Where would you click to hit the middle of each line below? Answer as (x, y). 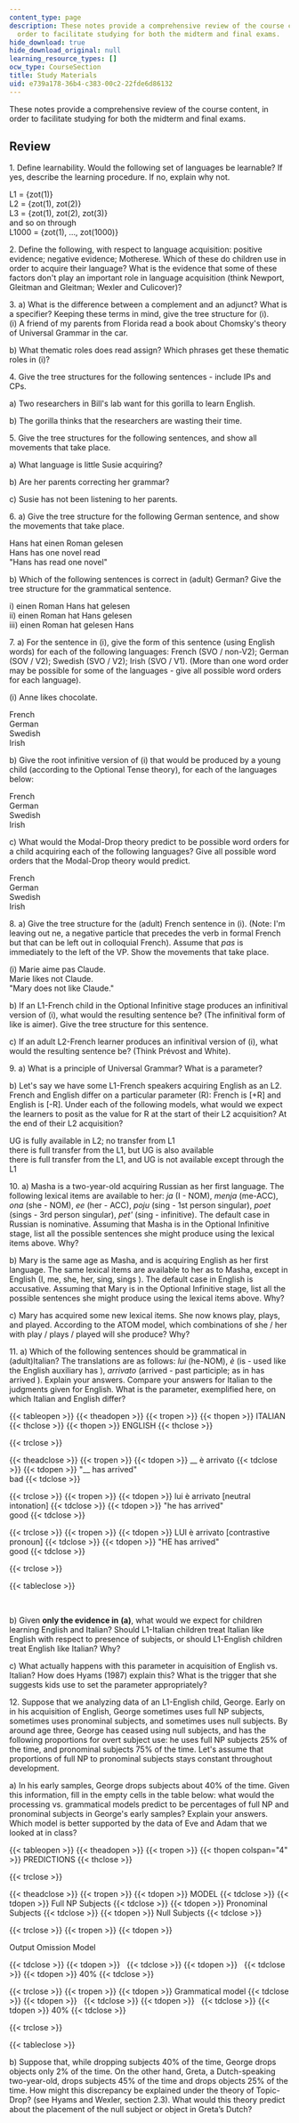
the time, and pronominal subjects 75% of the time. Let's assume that (137, 1749)
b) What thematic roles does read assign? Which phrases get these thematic (149, 350)
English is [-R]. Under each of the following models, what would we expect (146, 1105)
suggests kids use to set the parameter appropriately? (108, 1685)
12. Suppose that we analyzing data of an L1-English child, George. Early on (147, 1702)
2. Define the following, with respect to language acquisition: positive (136, 249)
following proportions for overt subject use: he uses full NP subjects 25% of (148, 1740)
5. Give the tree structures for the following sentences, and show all (133, 438)
